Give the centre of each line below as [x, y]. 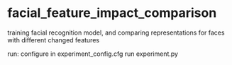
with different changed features [54, 40]
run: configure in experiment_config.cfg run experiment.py [93, 54]
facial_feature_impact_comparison [112, 13]
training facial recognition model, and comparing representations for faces [116, 32]
